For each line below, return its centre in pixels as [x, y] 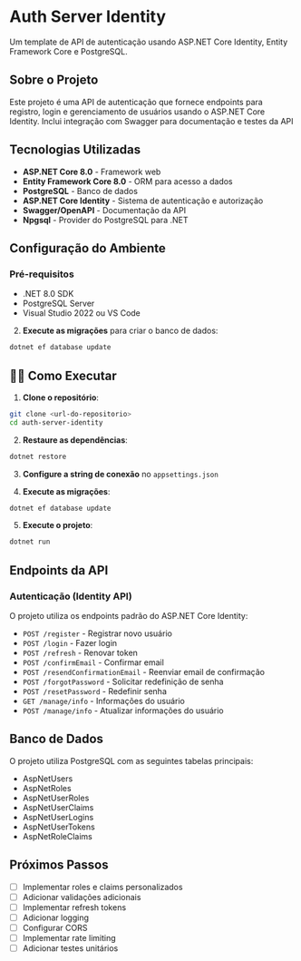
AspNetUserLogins [58, 817]
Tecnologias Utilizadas [75, 150]
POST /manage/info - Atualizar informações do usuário [123, 711]
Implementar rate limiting [69, 937]
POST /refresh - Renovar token [80, 652]
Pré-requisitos [42, 274]
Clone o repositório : [61, 397]
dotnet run [30, 542]
